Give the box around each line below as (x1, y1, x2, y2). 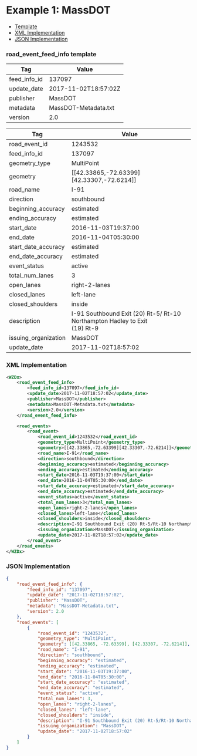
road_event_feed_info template (6, 50, 97, 58)
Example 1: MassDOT (6, 4, 111, 17)
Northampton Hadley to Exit (71, 317, 148, 325)
